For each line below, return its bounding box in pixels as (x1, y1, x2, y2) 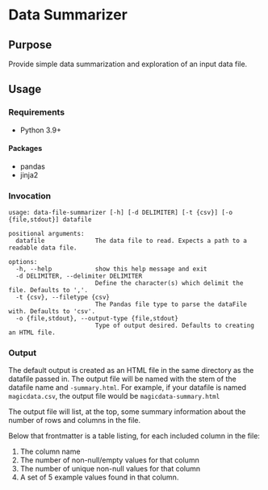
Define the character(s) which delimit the (94, 279, 244, 287)
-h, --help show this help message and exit (15, 265, 207, 274)
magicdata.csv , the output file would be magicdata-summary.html (8, 392, 220, 401)
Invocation (8, 190, 51, 201)
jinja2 (19, 170, 39, 179)
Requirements (8, 107, 65, 118)
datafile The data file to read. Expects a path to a (15, 237, 248, 245)
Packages (8, 144, 43, 153)
